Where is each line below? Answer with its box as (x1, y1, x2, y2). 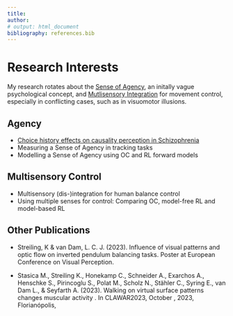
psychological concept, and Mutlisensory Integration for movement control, (7, 90, 223, 98)
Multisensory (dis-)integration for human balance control (17, 189, 181, 198)
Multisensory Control (7, 171, 102, 183)
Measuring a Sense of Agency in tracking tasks (17, 143, 153, 152)
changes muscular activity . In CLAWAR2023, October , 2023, (17, 293, 195, 301)
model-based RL (17, 204, 65, 212)
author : (7, 17, 30, 24)
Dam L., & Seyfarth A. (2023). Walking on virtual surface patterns (17, 286, 204, 294)
